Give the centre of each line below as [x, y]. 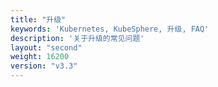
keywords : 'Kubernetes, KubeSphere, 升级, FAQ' [110, 29]
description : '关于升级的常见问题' [77, 38]
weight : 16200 [40, 57]
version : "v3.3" [44, 66]
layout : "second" [46, 47]
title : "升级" [38, 19]
